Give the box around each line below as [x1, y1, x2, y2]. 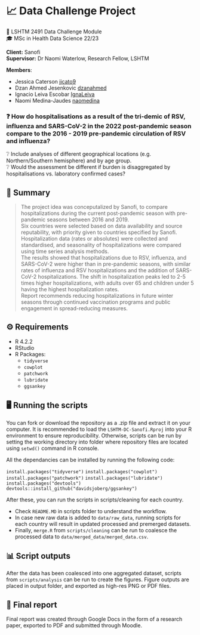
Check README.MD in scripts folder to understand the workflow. [14, 507, 167, 514]
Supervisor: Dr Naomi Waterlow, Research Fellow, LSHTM [6, 54, 149, 62]
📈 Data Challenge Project [6, 4, 136, 18]
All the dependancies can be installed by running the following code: [6, 456, 175, 463]
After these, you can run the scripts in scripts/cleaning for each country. [6, 496, 184, 503]
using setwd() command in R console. [6, 445, 100, 452]
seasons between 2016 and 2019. [47, 216, 130, 223]
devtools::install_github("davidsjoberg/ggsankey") [6, 485, 137, 492]
